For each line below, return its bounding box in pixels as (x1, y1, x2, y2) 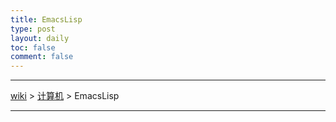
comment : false (10, 52, 74, 62)
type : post (10, 24, 56, 34)
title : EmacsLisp (10, 14, 83, 25)
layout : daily (10, 33, 70, 43)
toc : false (10, 42, 56, 53)
